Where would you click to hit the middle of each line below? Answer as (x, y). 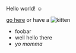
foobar (23, 31)
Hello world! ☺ (24, 9)
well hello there (33, 37)
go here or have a (28, 20)
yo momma (28, 44)
